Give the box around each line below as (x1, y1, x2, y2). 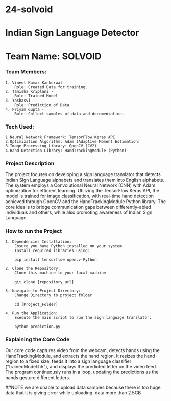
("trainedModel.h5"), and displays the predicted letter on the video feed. (5, 364, 157, 370)
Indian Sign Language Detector (5, 27, 139, 39)
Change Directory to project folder (14, 292, 93, 298)
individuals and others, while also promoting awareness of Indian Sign (5, 209, 153, 215)
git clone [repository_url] (14, 279, 74, 284)
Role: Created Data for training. (14, 84, 88, 90)
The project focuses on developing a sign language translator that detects (5, 171, 161, 178)
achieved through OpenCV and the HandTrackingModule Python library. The (5, 198, 166, 205)
